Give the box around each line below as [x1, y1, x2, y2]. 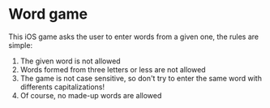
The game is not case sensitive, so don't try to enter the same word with [19, 73, 262, 83]
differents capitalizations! [19, 82, 105, 92]
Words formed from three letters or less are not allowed [19, 64, 206, 74]
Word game [8, 5, 88, 24]
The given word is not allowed [19, 56, 121, 66]
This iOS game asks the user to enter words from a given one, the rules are [8, 32, 259, 41]
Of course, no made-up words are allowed [19, 90, 162, 100]
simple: [8, 40, 33, 50]
